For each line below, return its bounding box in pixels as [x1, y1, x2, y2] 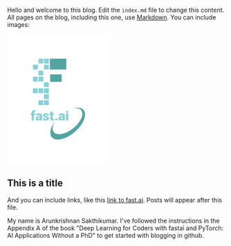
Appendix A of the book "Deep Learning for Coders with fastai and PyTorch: [7, 224, 224, 232]
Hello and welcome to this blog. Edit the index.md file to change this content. [7, 6, 225, 14]
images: [7, 21, 30, 28]
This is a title [7, 178, 64, 189]
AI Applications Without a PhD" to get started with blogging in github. [7, 231, 204, 239]
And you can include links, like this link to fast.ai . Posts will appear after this [7, 196, 223, 204]
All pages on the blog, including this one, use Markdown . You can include [7, 13, 216, 21]
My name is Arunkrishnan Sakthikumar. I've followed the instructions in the [7, 216, 220, 225]
